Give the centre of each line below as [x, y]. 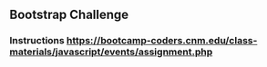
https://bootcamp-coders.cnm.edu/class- [162, 41]
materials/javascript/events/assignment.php [111, 52]
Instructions [37, 41]
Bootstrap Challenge [69, 15]
